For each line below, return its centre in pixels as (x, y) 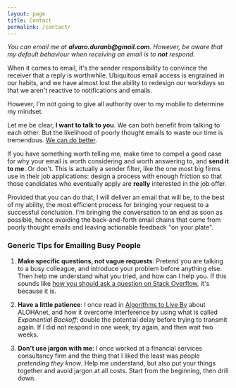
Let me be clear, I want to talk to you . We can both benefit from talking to (114, 125)
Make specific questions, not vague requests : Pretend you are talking (120, 261)
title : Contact (30, 20)
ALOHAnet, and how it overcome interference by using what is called (118, 312)
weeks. (28, 334)
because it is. (37, 291)
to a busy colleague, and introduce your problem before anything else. (120, 268)
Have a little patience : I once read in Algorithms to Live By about (111, 304)
